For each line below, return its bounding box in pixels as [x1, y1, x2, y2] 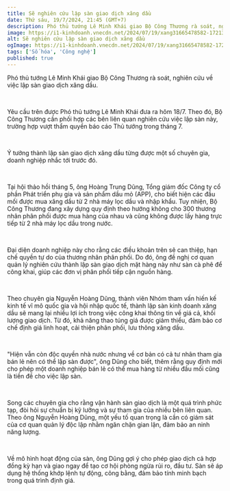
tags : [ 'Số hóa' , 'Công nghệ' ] [7, 49, 97, 56]
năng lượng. [7, 427, 41, 436]
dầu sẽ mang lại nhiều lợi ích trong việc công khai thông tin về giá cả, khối [7, 308, 216, 317]
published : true [7, 55, 53, 62]
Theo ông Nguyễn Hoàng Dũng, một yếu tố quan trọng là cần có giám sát [7, 413, 214, 421]
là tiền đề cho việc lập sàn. [7, 372, 83, 380]
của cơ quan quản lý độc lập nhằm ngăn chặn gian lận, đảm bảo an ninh [7, 420, 210, 429]
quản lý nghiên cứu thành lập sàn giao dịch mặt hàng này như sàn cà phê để [7, 260, 222, 269]
